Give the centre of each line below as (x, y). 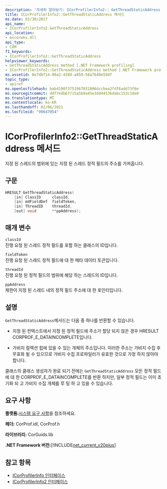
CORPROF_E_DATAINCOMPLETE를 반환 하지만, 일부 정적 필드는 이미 (88, 377)
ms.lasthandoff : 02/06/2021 (34, 107)
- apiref (14, 84)
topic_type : (17, 79)
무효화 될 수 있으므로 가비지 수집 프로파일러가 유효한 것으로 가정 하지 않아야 (85, 354)
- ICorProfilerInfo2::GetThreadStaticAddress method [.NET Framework (79, 70)
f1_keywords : (19, 51)
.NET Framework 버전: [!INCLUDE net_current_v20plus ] (61, 445)
